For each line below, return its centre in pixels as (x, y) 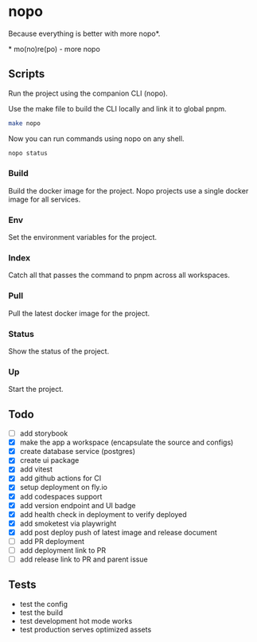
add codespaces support (61, 496)
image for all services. (45, 199)
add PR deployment (52, 541)
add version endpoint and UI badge (78, 505)
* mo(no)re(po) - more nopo (55, 49)
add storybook (44, 433)
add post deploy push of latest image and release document (118, 532)
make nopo (25, 123)
